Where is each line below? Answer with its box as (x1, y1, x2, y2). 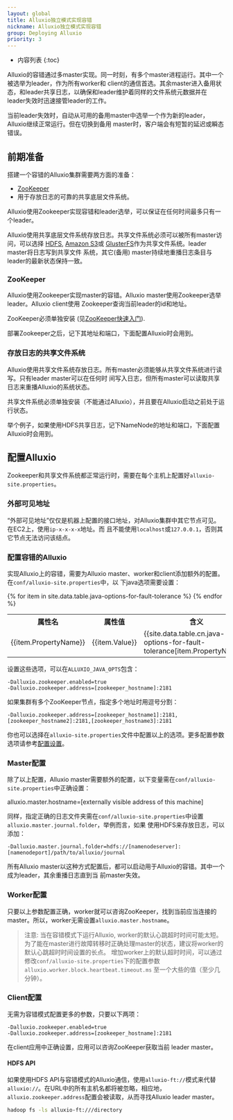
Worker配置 (7, 890, 47, 900)
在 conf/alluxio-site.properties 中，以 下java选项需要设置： (7, 578, 181, 586)
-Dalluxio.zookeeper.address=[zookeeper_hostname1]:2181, (7, 711, 178, 718)
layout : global (7, 10, 51, 17)
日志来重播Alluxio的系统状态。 (7, 383, 94, 391)
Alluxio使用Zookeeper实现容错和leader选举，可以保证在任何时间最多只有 (7, 207, 215, 216)
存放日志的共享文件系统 (7, 348, 85, 358)
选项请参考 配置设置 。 (7, 739, 68, 747)
